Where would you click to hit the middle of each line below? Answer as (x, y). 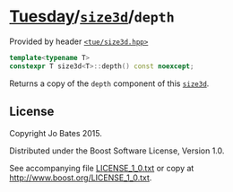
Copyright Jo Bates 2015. (56, 133)
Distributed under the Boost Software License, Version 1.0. (117, 151)
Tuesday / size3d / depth (92, 17)
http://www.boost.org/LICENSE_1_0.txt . (81, 178)
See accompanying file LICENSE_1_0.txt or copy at (102, 168)
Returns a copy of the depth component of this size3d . (109, 83)
